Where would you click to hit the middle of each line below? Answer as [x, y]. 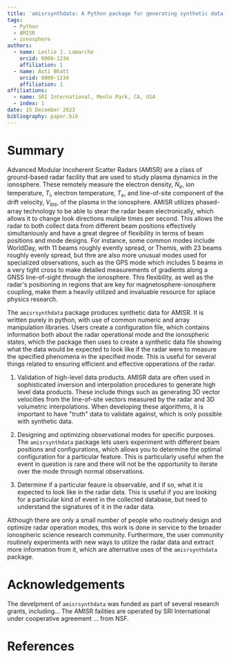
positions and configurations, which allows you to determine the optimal [119, 449]
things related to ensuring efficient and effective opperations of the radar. [111, 364]
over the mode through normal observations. [81, 471]
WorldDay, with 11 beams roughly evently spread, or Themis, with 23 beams [114, 248]
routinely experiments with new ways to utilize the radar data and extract [111, 542]
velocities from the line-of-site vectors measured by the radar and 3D [116, 399]
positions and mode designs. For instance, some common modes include [111, 240]
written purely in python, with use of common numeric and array [99, 320]
